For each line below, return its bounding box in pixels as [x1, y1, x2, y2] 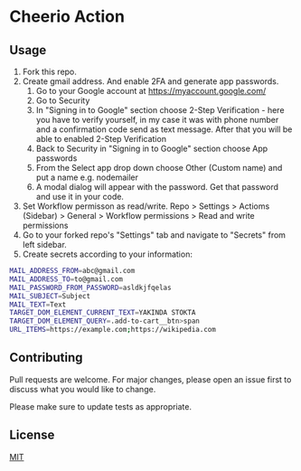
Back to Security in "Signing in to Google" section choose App [35, 143, 268, 154]
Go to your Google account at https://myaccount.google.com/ [35, 86, 267, 96]
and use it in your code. [35, 192, 125, 202]
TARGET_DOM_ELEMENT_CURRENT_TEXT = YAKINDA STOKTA [9, 308, 196, 317]
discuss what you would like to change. [9, 383, 156, 394]
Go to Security [35, 95, 90, 106]
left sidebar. [22, 240, 68, 250]
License [9, 428, 55, 443]
